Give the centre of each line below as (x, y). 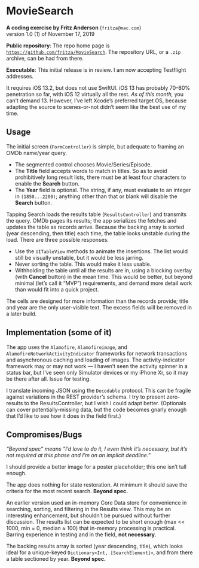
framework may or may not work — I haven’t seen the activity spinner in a (97, 366)
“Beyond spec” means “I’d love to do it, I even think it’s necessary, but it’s (97, 449)
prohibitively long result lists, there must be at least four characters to (100, 177)
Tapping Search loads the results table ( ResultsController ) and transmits (97, 214)
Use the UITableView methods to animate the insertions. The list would (101, 251)
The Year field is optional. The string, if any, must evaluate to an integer (103, 190)
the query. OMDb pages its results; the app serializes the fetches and (91, 220)
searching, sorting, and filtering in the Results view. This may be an (89, 509)
